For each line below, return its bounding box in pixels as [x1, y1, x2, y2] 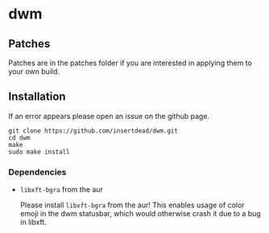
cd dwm [8, 133, 31, 141]
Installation [8, 90, 66, 104]
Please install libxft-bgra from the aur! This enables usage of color [19, 200, 245, 210]
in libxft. [19, 218, 47, 227]
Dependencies [8, 166, 67, 178]
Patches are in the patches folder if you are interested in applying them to [8, 58, 252, 67]
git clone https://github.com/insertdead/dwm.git [8, 126, 179, 135]
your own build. [8, 67, 60, 76]
